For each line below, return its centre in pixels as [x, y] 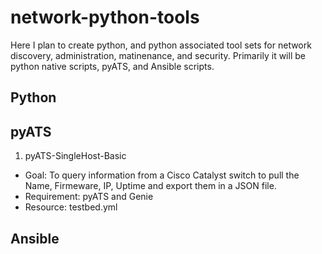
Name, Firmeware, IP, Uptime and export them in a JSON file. [150, 186]
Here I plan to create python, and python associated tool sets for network [161, 45]
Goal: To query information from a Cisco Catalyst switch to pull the [162, 175]
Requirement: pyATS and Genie [89, 197]
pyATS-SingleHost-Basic [75, 156]
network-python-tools [105, 17]
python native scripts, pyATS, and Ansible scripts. [112, 66]
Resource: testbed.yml [71, 207]
